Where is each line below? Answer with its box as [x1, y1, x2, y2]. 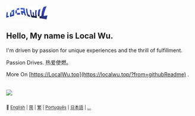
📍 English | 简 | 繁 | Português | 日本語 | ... [6, 105, 91, 111]
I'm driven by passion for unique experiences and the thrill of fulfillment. [6, 47, 183, 54]
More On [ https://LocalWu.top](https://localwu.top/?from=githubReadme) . [6, 70, 189, 78]
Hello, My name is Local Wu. [6, 31, 114, 41]
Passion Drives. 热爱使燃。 [6, 59, 72, 66]
